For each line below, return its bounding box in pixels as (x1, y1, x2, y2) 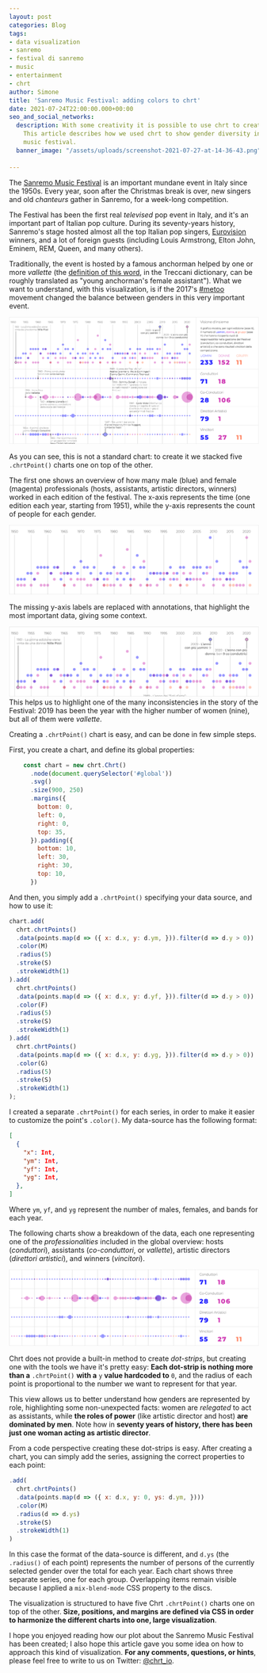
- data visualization (9, 38, 81, 46)
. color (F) (16, 1001, 48, 1009)
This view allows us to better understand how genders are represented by (9, 1395, 250, 1404)
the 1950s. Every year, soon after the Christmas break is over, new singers (9, 186, 252, 196)
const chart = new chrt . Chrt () (23, 761, 127, 769)
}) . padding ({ (29, 836, 74, 844)
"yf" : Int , (23, 1165, 59, 1173)
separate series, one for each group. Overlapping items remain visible (9, 1575, 237, 1584)
